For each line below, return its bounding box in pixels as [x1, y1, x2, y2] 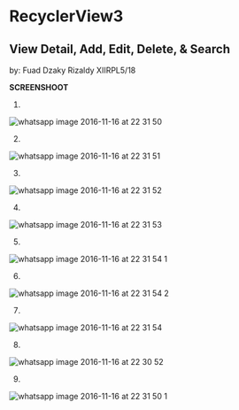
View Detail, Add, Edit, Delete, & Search [9, 42, 230, 57]
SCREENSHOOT [9, 82, 69, 92]
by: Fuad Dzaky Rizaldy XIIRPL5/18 [9, 65, 136, 75]
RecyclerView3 [9, 6, 124, 27]
